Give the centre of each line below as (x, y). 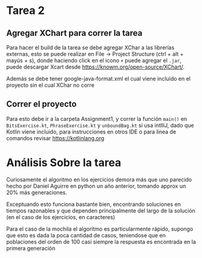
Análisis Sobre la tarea (64, 163)
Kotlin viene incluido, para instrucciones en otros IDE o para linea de (91, 132)
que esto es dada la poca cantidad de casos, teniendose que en (86, 235)
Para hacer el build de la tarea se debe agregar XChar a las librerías (90, 47)
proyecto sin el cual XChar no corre (50, 85)
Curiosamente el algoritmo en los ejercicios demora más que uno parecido (99, 179)
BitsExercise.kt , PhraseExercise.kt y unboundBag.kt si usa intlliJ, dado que (100, 125)
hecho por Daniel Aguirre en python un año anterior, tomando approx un (96, 186)
